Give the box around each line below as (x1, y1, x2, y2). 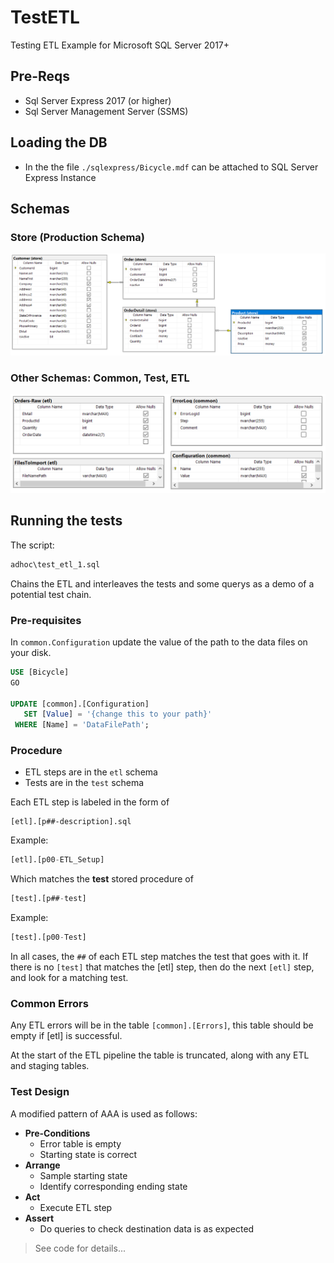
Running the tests (10, 512, 123, 530)
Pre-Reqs (10, 68, 71, 85)
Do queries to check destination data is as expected (39, 1222, 255, 1235)
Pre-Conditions (24, 1127, 91, 1139)
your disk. (10, 646, 52, 658)
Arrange (24, 1159, 61, 1171)
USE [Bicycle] (10, 667, 70, 677)
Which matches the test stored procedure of (10, 873, 194, 885)
